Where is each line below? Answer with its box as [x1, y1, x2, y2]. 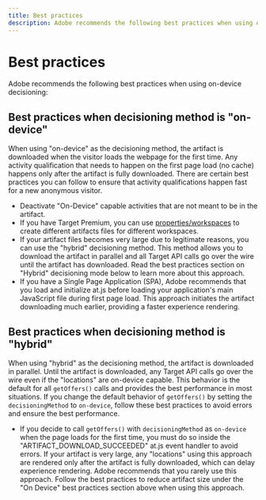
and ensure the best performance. [8, 409, 120, 419]
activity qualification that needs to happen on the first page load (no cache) [8, 161, 255, 170]
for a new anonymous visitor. [8, 186, 103, 195]
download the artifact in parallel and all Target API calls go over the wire [19, 252, 255, 261]
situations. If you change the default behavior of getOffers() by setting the [8, 392, 253, 402]
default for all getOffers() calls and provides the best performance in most [8, 384, 253, 393]
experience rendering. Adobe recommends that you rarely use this [19, 466, 237, 475]
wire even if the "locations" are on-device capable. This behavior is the [8, 375, 240, 384]
